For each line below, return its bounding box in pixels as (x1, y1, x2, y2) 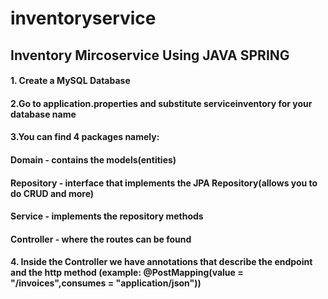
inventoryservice (10, 7, 157, 30)
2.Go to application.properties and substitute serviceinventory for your (10, 97, 313, 109)
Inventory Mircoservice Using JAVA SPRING (10, 47, 290, 64)
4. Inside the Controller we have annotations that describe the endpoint (10, 256, 313, 268)
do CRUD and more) (10, 187, 95, 199)
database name (10, 108, 77, 120)
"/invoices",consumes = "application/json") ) (10, 277, 202, 289)
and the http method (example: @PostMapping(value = (10, 267, 244, 279)
